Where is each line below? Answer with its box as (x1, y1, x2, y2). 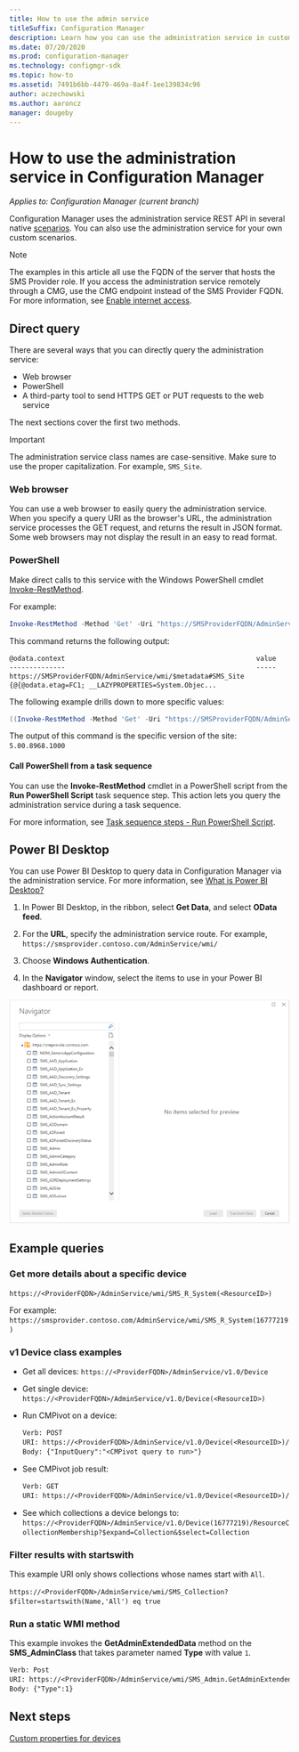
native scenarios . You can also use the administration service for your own (9, 223, 283, 233)
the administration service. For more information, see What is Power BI (9, 876, 269, 886)
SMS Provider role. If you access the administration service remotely (9, 276, 261, 287)
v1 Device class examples (9, 1346, 123, 1358)
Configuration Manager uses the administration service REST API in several (9, 214, 286, 224)
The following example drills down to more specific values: (9, 696, 225, 707)
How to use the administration (9, 148, 237, 168)
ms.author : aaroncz (9, 99, 82, 108)
